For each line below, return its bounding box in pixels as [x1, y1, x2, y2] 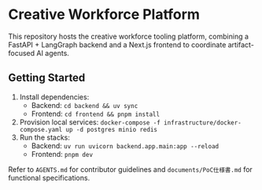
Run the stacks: [19, 132, 71, 142]
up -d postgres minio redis [65, 125, 157, 133]
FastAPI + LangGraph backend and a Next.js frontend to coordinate [8, 39, 227, 49]
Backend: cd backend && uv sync [31, 100, 138, 110]
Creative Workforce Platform [8, 6, 201, 24]
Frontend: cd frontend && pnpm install [31, 109, 160, 118]
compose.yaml [19, 125, 63, 133]
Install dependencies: [19, 92, 90, 102]
